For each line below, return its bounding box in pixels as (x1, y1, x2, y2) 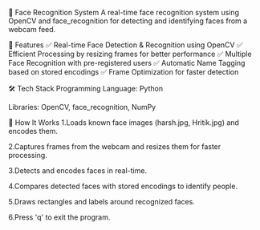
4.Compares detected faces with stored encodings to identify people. (8, 181, 238, 191)
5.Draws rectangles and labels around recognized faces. (8, 197, 195, 206)
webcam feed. (8, 25, 56, 34)
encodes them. (8, 127, 59, 135)
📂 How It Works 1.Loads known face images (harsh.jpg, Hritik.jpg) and (8, 118, 239, 127)
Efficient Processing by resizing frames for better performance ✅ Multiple (8, 49, 252, 59)
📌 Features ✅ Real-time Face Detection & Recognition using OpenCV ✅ (8, 40, 243, 50)
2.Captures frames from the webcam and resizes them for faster (8, 142, 221, 151)
